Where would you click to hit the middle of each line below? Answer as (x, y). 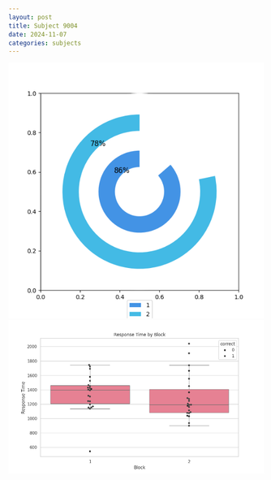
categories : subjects (45, 43)
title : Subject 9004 (43, 26)
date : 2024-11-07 (38, 34)
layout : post (30, 17)
